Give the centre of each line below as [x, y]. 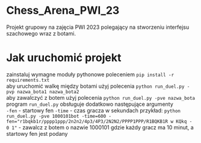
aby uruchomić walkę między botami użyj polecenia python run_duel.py [95, 86]
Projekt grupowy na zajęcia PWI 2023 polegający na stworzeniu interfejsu [98, 27]
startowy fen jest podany [37, 133]
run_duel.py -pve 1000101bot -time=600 [56, 116]
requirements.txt [28, 80]
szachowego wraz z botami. [41, 33]
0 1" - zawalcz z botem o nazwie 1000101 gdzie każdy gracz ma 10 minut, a [100, 127]
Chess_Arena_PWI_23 [63, 11]
